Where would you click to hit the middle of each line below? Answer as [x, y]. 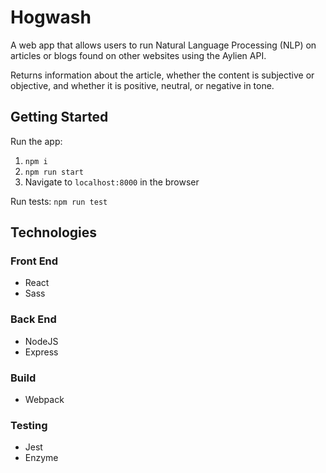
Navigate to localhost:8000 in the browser [112, 182]
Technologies [54, 232]
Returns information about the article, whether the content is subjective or [162, 75]
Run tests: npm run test [59, 201]
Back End [33, 319]
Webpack [44, 400]
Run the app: [36, 141]
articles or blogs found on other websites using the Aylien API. [138, 55]
